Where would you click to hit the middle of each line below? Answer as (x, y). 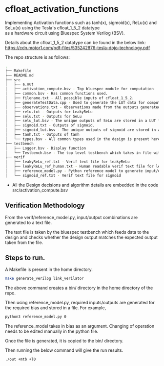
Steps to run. (25, 258)
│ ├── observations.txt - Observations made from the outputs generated (83, 107)
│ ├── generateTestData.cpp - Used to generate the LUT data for (75, 102)
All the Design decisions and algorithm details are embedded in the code (85, 185)
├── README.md (20, 75)
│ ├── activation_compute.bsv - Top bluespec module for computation (79, 89)
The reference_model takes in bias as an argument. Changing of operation (80, 326)
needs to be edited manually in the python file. (52, 331)
